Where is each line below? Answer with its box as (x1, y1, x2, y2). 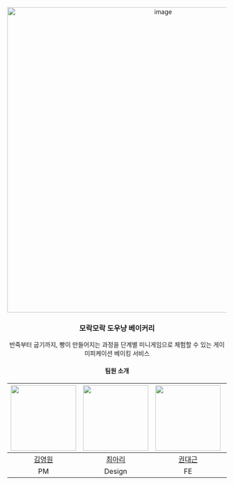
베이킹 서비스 (114, 349, 150, 358)
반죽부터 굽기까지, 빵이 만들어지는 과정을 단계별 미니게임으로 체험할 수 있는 (9, 341, 212, 349)
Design (104, 466, 127, 476)
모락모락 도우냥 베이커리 (79, 323, 155, 333)
